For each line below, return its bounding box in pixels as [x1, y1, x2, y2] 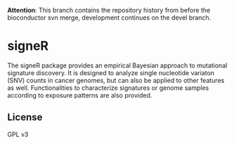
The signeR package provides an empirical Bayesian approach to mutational [7, 61, 228, 70]
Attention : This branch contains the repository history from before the [7, 6, 211, 14]
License [7, 112, 43, 124]
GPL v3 [7, 130, 29, 138]
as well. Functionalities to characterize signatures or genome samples [7, 84, 209, 92]
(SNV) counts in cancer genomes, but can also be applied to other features [7, 76, 225, 84]
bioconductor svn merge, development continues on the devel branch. [7, 13, 212, 22]
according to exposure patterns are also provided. [7, 91, 152, 99]
